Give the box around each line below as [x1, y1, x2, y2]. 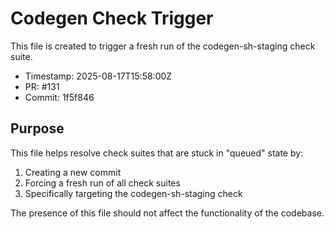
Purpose [10, 120, 65, 137]
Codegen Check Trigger [10, 7, 214, 30]
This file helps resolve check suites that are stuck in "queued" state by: [10, 147, 304, 159]
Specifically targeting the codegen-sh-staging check [24, 187, 243, 199]
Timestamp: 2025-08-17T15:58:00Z [24, 70, 173, 82]
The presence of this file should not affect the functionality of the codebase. [10, 207, 325, 219]
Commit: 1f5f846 [24, 91, 95, 103]
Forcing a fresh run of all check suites [24, 177, 181, 189]
